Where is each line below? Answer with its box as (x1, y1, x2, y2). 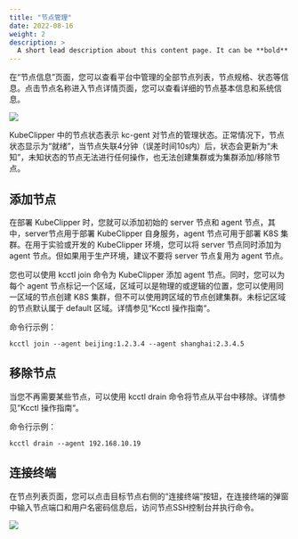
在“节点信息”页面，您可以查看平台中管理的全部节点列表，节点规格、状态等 (9, 72, 282, 83)
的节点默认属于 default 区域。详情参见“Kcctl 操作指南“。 (9, 302, 215, 313)
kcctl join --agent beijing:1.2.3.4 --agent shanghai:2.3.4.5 (9, 339, 245, 348)
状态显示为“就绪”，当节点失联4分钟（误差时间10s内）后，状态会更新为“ (9, 141, 271, 151)
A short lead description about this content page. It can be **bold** (17, 46, 289, 55)
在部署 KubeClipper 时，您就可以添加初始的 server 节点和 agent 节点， (9, 216, 269, 227)
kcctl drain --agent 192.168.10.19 (9, 438, 141, 448)
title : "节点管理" (9, 12, 73, 22)
